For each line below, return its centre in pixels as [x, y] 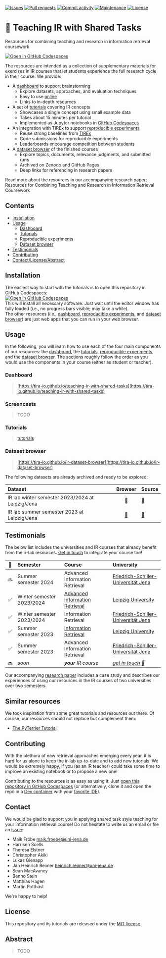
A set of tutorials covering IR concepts [51, 107]
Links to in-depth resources [48, 102]
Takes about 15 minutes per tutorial [55, 117]
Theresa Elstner [28, 850]
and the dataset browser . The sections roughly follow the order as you [77, 357]
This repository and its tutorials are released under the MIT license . [73, 923]
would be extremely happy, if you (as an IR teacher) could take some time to [83, 766]
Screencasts [21, 404]
